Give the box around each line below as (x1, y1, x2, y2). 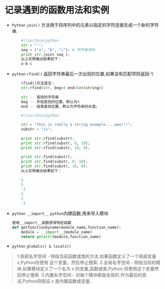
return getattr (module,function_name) (21, 234, 101, 239)
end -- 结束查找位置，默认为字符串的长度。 (21, 104, 100, 109)
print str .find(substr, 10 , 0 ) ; (21, 164, 88, 169)
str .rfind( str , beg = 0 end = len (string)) (21, 86, 104, 91)
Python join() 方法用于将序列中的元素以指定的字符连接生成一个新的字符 (11, 22, 159, 28)
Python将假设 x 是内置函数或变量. (22, 278, 91, 284)
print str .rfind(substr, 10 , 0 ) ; (21, 145, 90, 150)
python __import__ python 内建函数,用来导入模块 (11, 210, 109, 216)
